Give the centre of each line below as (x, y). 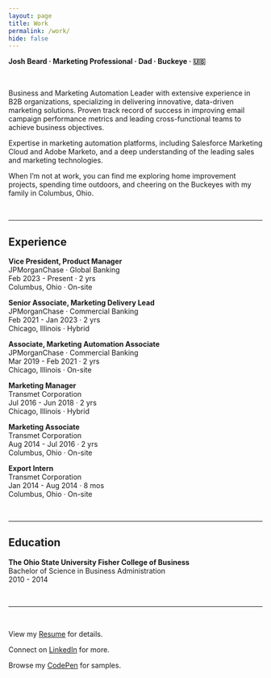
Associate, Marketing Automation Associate (84, 344)
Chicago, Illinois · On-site (50, 370)
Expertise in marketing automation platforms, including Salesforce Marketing (135, 143)
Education (35, 543)
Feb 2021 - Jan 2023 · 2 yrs (54, 320)
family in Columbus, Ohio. (51, 193)
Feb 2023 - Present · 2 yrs (52, 279)
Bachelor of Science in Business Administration (87, 571)
